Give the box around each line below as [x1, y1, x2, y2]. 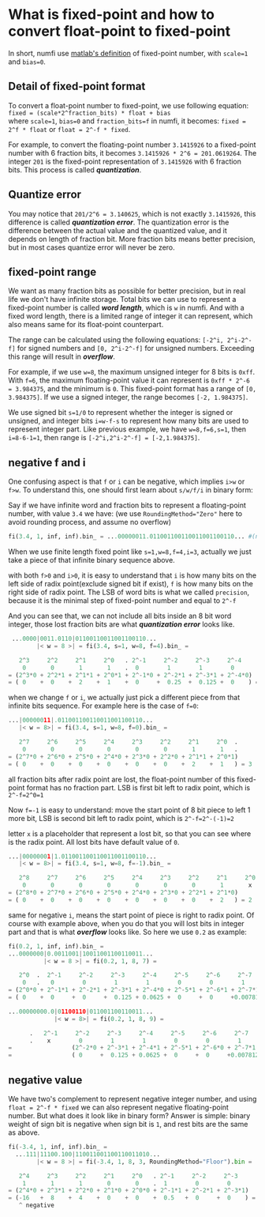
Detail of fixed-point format [8, 80, 146, 93]
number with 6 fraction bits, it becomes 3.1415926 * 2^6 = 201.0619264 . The [8, 148, 257, 157]
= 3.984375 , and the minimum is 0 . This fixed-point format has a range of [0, [8, 384, 256, 394]
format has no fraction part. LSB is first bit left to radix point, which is [26, 782, 251, 792]
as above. [8, 1128, 40, 1137]
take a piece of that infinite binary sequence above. [8, 556, 175, 565]
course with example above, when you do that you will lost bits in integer [8, 918, 244, 928]
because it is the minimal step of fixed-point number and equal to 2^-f [8, 596, 237, 605]
